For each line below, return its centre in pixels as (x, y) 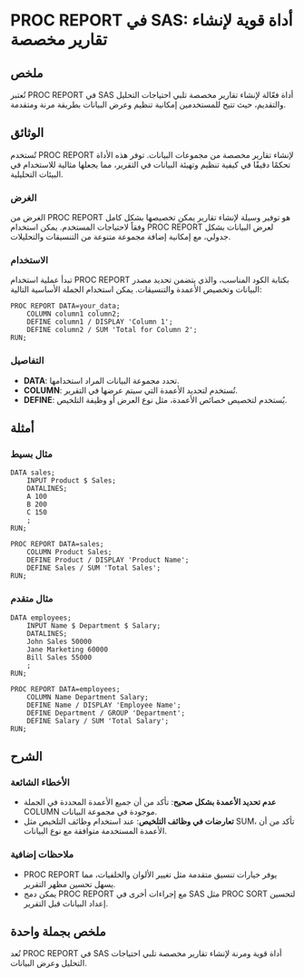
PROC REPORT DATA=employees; (65, 689)
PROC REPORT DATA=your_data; (65, 306)
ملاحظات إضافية (42, 855)
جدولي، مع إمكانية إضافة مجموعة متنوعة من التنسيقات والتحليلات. (121, 237)
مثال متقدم (32, 599)
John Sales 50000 (59, 641)
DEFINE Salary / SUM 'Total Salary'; (98, 721)
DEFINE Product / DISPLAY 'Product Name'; (108, 560)
